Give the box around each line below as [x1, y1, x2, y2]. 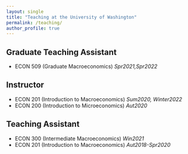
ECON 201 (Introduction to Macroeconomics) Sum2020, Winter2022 [14, 95, 183, 102]
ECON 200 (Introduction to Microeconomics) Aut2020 [14, 102, 148, 109]
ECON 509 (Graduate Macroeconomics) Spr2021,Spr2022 [14, 63, 158, 70]
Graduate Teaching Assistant [6, 47, 117, 57]
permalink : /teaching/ [6, 20, 62, 25]
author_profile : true [6, 25, 60, 31]
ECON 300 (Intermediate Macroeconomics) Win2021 [14, 134, 145, 142]
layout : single [6, 8, 44, 15]
